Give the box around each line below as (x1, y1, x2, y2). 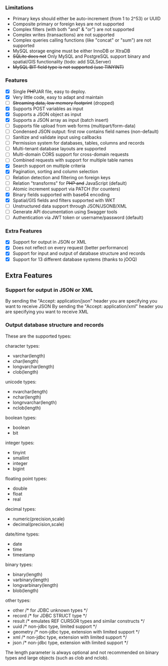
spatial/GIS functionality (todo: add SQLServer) (12, 59, 112, 65)
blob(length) (12, 587, 39, 593)
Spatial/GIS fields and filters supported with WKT (12, 197, 116, 203)
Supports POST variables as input (12, 106, 84, 112)
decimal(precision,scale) (12, 521, 64, 527)
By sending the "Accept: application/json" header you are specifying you (5, 298, 157, 304)
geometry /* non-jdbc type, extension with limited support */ (12, 628, 140, 635)
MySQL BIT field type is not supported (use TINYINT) (12, 64, 124, 70)
